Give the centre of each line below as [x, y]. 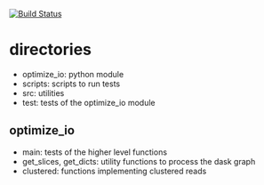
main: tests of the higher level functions [94, 152]
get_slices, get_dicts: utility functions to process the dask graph [139, 161]
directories [50, 50]
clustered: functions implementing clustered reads [114, 171]
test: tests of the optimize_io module [88, 102]
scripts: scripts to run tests [71, 84]
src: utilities [43, 92]
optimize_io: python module [73, 74]
